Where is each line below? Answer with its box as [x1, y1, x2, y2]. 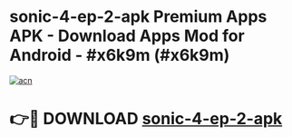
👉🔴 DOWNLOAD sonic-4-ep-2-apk [9, 109, 283, 129]
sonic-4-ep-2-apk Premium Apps [9, 6, 268, 27]
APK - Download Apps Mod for [9, 25, 245, 46]
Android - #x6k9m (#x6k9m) [9, 45, 230, 65]
